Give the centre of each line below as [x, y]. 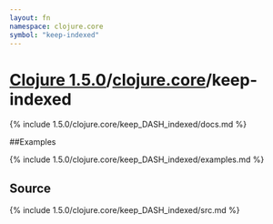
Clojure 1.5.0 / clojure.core [108, 80]
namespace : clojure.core [56, 26]
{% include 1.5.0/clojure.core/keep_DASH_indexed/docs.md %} [128, 125]
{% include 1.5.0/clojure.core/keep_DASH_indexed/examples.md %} [137, 159]
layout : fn [30, 18]
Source [30, 188]
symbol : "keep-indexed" [55, 35]
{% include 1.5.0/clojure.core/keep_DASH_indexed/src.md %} [125, 210]
